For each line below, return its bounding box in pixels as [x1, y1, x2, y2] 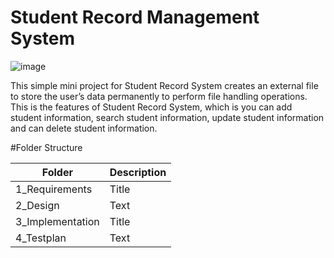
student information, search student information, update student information [10, 111, 325, 123]
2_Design [15, 198, 60, 212]
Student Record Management [10, 6, 260, 29]
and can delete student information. [10, 122, 158, 134]
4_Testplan [15, 231, 67, 245]
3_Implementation [15, 214, 100, 228]
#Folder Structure [10, 141, 83, 153]
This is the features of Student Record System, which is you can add [10, 101, 293, 113]
